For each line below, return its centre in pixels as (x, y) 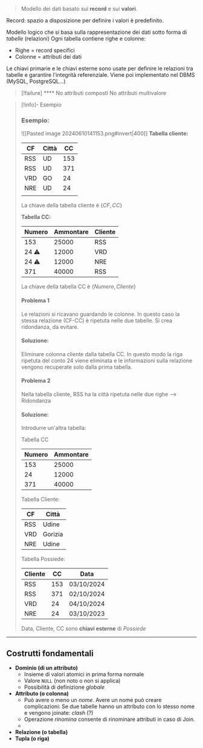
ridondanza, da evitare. (50, 327)
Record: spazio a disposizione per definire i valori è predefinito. (85, 20)
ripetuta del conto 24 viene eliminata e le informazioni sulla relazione (107, 360)
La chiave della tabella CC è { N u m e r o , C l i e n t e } (79, 287)
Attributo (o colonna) (42, 693)
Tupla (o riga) (32, 738)
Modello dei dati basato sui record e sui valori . (79, 9)
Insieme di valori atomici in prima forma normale (84, 674)
